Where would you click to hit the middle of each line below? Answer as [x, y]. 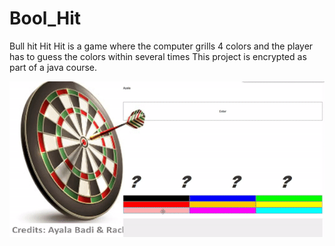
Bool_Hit [45, 18]
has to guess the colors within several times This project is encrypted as [158, 56]
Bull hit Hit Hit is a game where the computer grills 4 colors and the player [161, 46]
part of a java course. [53, 67]
